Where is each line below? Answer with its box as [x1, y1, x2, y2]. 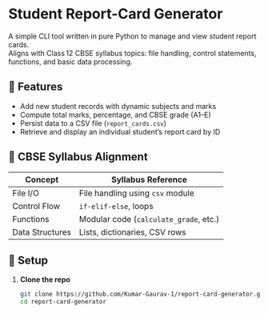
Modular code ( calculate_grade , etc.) [78, 213, 220, 224]
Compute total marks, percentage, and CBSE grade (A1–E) [19, 110, 212, 119]
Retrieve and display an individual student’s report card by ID [19, 127, 221, 136]
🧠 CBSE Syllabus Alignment [8, 150, 148, 164]
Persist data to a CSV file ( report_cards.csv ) [19, 118, 166, 128]
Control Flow [12, 200, 61, 211]
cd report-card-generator [19, 298, 106, 306]
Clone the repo [19, 275, 70, 284]
